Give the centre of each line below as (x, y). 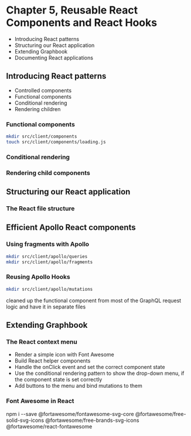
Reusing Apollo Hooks (38, 277)
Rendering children (37, 109)
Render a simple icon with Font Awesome (64, 355)
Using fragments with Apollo (48, 244)
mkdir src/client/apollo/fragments (50, 262)
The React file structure (40, 208)
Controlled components (43, 90)
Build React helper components (52, 361)
